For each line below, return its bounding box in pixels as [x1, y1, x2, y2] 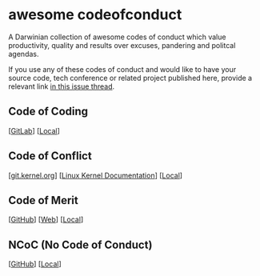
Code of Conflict [8, 150, 92, 163]
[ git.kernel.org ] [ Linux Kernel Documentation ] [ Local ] [8, 170, 182, 180]
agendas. [8, 49, 39, 58]
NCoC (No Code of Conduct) [8, 238, 153, 251]
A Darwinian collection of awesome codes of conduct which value [8, 32, 226, 42]
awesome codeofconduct [8, 6, 182, 24]
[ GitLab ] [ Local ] [8, 126, 60, 135]
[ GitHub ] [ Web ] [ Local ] [8, 214, 84, 225]
